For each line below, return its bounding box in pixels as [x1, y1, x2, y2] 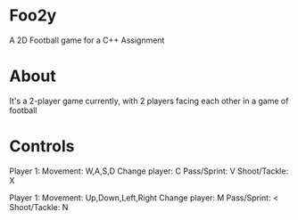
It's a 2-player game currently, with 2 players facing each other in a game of [9, 95, 289, 106]
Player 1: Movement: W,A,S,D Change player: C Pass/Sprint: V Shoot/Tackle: [9, 166, 288, 176]
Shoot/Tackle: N [9, 201, 69, 212]
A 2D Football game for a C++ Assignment [9, 35, 165, 45]
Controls [9, 136, 75, 157]
